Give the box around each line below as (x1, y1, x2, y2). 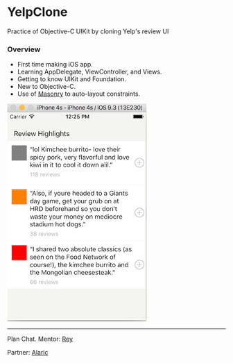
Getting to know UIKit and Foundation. (17, 75, 127, 83)
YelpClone (7, 4, 68, 20)
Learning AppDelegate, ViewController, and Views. (17, 67, 162, 76)
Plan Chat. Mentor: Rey (7, 335, 74, 344)
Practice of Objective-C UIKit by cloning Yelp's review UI (7, 27, 169, 35)
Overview (7, 44, 41, 54)
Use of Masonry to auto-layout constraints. (17, 90, 141, 98)
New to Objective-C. (17, 83, 76, 91)
